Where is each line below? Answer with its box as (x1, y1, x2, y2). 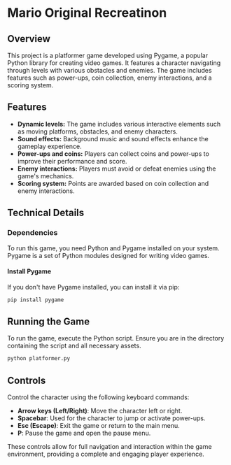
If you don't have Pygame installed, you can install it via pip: (7, 282, 180, 291)
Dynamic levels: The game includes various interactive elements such (17, 120, 221, 128)
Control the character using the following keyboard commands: (7, 393, 190, 401)
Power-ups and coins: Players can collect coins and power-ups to (17, 149, 210, 158)
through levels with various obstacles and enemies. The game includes (7, 66, 212, 74)
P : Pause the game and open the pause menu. (17, 429, 151, 438)
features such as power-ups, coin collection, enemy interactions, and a (7, 73, 212, 82)
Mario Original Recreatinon (7, 5, 167, 21)
